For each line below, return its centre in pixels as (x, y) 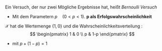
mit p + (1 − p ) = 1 (30, 43)
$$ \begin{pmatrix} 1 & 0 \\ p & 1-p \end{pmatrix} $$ (82, 34)
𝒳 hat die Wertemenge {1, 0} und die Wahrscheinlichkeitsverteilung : (74, 26)
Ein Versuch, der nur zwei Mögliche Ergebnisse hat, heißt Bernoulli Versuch (81, 7)
